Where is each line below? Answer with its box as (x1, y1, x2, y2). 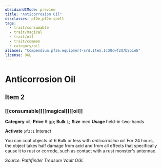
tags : (5, 21, 16, 26)
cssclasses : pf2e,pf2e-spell (5, 16, 64, 21)
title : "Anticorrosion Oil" (5, 12, 62, 17)
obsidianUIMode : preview (5, 7, 56, 12)
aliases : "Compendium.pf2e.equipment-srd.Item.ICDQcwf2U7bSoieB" (5, 48, 141, 53)
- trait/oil (9, 35, 34, 40)
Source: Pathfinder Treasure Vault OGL (5, 157, 84, 164)
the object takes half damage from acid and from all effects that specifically (5, 143, 157, 149)
